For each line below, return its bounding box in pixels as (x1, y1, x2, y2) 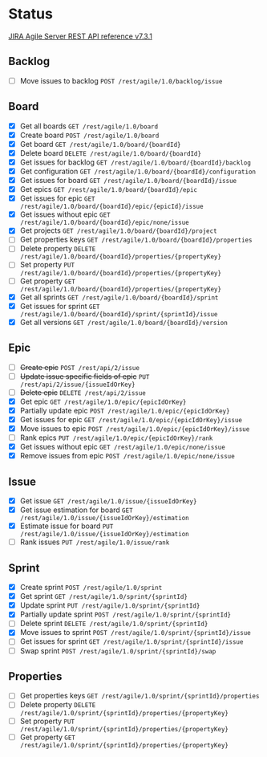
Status (8, 5, 54, 23)
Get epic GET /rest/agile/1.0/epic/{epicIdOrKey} (19, 397, 187, 406)
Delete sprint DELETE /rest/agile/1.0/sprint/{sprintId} (19, 619, 208, 629)
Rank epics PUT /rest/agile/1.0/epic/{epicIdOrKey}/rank (19, 433, 213, 442)
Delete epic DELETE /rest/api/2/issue (19, 387, 147, 397)
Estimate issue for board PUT (19, 521, 114, 531)
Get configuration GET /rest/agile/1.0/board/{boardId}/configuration (19, 166, 257, 176)
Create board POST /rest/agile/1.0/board (19, 130, 160, 140)
